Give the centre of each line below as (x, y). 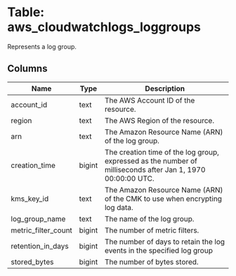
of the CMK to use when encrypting (163, 199)
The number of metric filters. (152, 230)
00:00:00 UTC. (129, 178)
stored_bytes (32, 262)
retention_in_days (40, 246)
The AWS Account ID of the (150, 100)
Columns (27, 68)
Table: (26, 12)
